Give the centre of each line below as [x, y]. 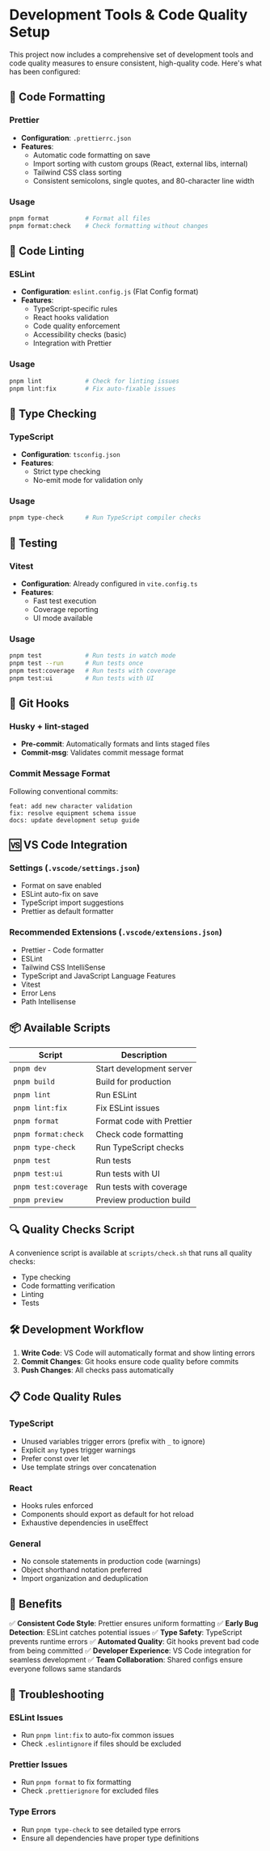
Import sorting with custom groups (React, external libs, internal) [141, 163]
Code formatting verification [68, 1286]
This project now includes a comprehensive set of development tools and [131, 54]
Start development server [144, 1068]
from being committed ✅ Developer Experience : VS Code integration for [130, 1650]
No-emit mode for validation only [88, 480]
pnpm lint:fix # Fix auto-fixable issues [93, 389]
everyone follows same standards [65, 1669]
